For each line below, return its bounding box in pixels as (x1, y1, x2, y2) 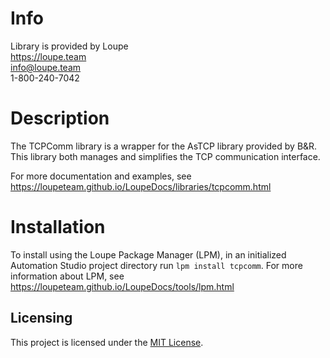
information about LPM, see (10, 270, 125, 282)
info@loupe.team (10, 61, 82, 73)
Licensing (10, 310, 73, 327)
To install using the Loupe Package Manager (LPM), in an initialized (10, 248, 287, 261)
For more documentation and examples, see (10, 170, 192, 182)
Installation (10, 216, 106, 239)
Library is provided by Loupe (10, 40, 129, 52)
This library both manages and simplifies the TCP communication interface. (10, 150, 321, 162)
